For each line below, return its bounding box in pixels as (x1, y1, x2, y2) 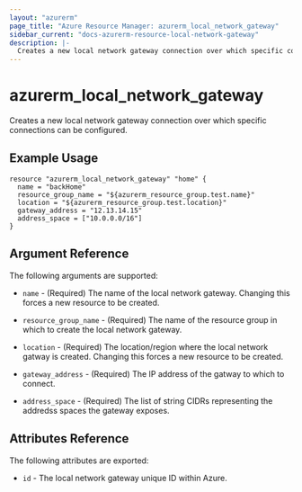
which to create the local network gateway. (22, 324, 182, 335)
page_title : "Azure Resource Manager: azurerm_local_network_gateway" (9, 22, 280, 31)
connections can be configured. (9, 125, 128, 136)
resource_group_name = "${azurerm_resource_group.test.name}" (17, 190, 255, 199)
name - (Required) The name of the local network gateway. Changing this (22, 287, 290, 298)
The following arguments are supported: (9, 270, 159, 281)
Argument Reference (9, 246, 129, 262)
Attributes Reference (9, 431, 129, 446)
